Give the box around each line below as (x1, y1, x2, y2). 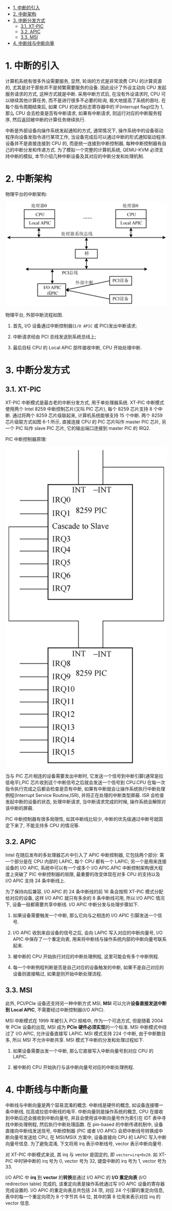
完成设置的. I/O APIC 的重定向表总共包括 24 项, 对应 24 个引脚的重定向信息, (5, 1187, 164, 1193)
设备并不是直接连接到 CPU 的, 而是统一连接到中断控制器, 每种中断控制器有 (5, 140, 162, 146)
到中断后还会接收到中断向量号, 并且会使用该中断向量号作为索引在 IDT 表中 (5, 1114, 162, 1121)
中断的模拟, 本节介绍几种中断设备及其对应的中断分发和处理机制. (9, 153, 145, 159)
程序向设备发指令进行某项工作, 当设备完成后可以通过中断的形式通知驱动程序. (5, 134, 167, 140)
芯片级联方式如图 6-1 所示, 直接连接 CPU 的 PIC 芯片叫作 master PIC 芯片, (5, 418, 161, 425)
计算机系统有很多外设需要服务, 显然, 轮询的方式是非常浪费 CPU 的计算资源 (5, 78, 162, 84)
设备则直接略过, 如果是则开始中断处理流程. (12, 971, 103, 977)
